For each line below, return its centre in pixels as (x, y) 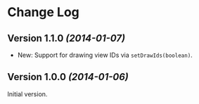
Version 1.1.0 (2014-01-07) (66, 38)
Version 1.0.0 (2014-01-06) (68, 77)
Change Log (43, 12)
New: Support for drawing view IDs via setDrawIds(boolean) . (105, 55)
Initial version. (27, 94)
